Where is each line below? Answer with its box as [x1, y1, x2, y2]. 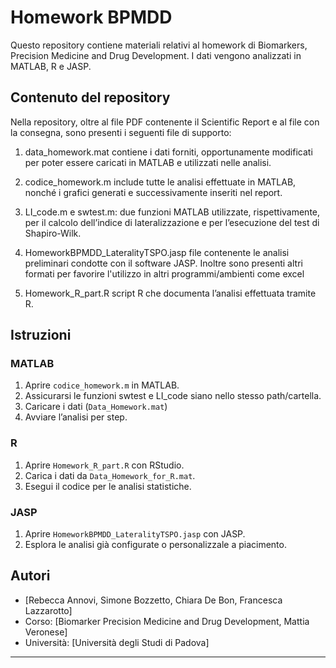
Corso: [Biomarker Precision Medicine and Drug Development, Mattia [24, 615, 310, 627]
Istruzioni [10, 327, 72, 344]
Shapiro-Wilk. [24, 227, 82, 239]
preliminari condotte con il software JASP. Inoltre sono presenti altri [24, 257, 303, 269]
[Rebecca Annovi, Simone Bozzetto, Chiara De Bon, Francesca [24, 594, 283, 606]
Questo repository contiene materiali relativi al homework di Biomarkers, [10, 39, 308, 51]
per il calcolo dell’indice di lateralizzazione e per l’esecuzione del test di [24, 216, 320, 228]
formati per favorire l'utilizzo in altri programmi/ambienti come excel [24, 267, 305, 280]
